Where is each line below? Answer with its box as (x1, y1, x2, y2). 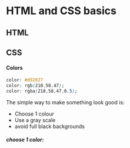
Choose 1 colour (14, 110, 54, 117)
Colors (6, 64, 23, 71)
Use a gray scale (14, 116, 56, 123)
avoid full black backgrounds (14, 123, 85, 130)
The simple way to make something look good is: (6, 98, 125, 106)
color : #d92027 (6, 77, 44, 83)
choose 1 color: (6, 136, 44, 143)
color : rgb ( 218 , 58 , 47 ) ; (6, 83, 65, 89)
